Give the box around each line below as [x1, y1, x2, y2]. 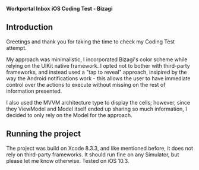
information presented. [6, 87, 62, 95]
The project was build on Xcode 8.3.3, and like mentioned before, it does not [6, 144, 193, 152]
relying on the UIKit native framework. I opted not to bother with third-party [6, 62, 190, 69]
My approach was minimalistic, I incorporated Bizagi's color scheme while [6, 56, 188, 63]
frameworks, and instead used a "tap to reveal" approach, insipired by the [6, 68, 187, 75]
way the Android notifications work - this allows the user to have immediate [6, 74, 191, 82]
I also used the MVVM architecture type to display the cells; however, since [6, 99, 191, 106]
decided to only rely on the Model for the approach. [6, 111, 132, 118]
